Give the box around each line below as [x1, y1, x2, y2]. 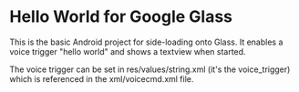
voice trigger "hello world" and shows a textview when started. [9, 46, 246, 56]
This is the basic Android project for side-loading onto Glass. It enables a [9, 36, 284, 47]
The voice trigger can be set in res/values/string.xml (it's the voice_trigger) [9, 64, 291, 75]
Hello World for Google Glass [9, 6, 233, 27]
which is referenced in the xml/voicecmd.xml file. [9, 73, 194, 84]
